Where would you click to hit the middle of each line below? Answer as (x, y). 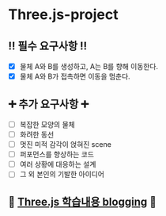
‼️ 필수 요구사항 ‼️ (48, 46)
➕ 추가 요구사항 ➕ (49, 104)
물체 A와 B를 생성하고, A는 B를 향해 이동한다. (89, 66)
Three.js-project (63, 15)
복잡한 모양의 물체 (47, 124)
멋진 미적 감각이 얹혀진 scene (66, 145)
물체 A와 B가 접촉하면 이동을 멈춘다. (75, 76)
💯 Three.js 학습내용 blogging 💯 (82, 201)
